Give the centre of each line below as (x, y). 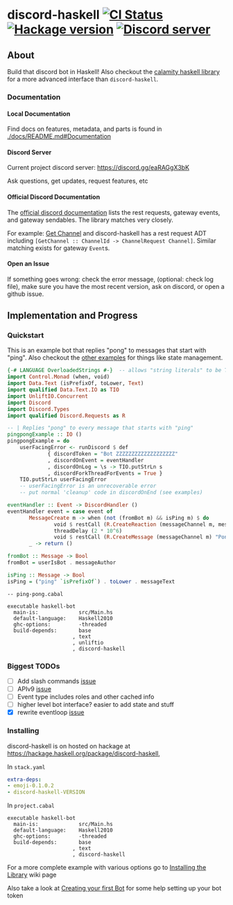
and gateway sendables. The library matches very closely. (90, 220)
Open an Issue (28, 264)
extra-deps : (24, 780)
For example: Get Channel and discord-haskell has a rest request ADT (107, 233)
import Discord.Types (38, 409)
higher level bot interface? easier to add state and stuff (96, 705)
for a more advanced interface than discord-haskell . (83, 79)
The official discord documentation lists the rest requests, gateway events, (114, 212)
